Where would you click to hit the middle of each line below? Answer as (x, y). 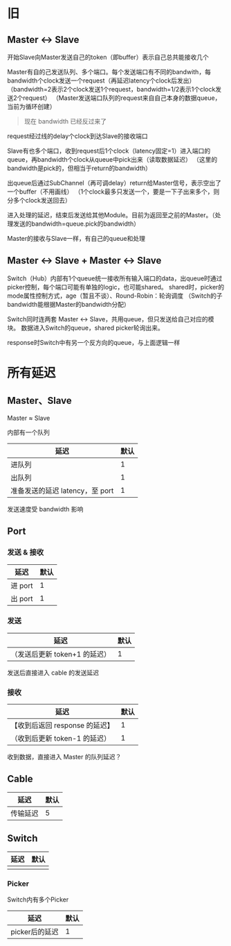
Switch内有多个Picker (38, 899)
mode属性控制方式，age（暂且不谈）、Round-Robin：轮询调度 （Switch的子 (115, 296)
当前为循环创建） (31, 107)
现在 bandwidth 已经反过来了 (65, 121)
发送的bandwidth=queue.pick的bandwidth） (76, 223)
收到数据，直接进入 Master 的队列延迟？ (64, 757)
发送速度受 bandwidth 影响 (45, 509)
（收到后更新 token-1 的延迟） (61, 738)
